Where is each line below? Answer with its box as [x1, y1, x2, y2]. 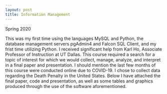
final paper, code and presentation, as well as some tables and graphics [5, 78, 153, 84]
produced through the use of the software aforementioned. [5, 83, 127, 89]
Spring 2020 [5, 25, 31, 31]
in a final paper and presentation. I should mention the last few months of [5, 62, 156, 68]
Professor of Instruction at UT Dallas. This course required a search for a [5, 51, 155, 57]
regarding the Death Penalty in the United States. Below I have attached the [5, 72, 161, 78]
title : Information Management [5, 12, 70, 17]
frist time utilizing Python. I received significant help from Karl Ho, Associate [5, 46, 162, 52]
